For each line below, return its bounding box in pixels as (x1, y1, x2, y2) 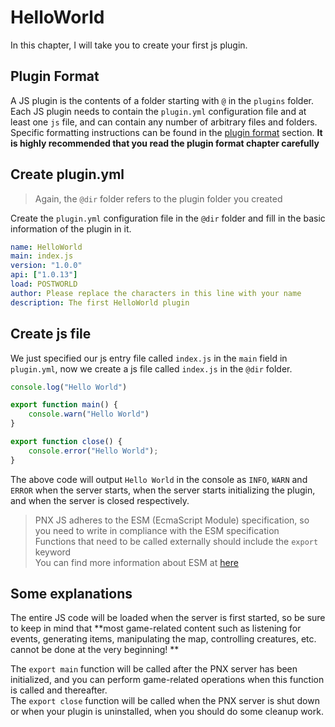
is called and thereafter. (10, 684, 108, 696)
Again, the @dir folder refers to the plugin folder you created (34, 192, 283, 205)
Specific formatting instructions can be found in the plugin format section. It (10, 126, 323, 138)
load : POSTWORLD (10, 279, 78, 290)
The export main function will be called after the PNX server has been (10, 663, 298, 675)
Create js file (10, 326, 92, 343)
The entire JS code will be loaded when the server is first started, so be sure (10, 612, 326, 624)
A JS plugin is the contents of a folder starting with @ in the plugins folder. (10, 94, 314, 106)
